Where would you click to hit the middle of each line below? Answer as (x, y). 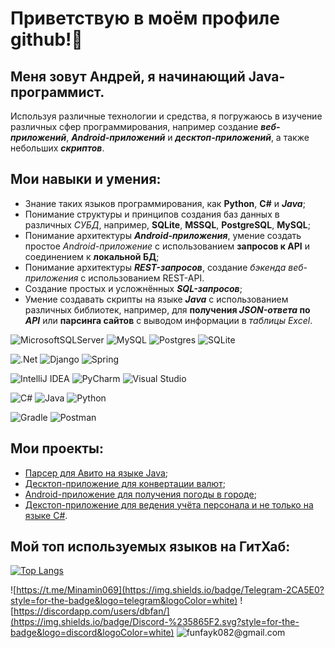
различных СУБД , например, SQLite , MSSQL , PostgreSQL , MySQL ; (167, 224)
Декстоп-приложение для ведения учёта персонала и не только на (169, 504)
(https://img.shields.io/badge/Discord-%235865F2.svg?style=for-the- (155, 622)
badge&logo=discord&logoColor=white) (92, 633)
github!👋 (46, 39)
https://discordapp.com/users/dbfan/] (91, 611)
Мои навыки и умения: (86, 179)
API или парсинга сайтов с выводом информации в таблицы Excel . (168, 320)
